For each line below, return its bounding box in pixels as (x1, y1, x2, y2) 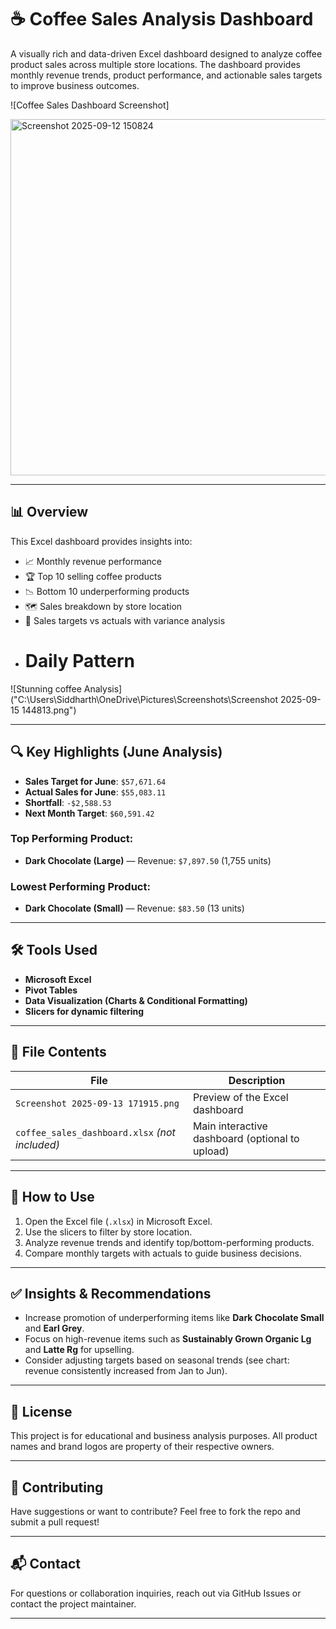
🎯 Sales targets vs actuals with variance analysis (24, 614, 226, 626)
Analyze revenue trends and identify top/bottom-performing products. (24, 1236, 315, 1248)
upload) (192, 1144, 230, 1158)
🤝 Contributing (10, 1479, 104, 1496)
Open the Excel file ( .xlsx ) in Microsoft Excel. (24, 1215, 213, 1227)
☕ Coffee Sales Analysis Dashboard (10, 8, 314, 31)
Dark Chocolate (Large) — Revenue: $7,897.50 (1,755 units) (24, 854, 272, 866)
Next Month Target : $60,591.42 (24, 807, 155, 819)
